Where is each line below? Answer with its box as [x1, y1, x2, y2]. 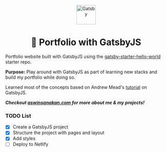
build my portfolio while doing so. [5, 74, 76, 80]
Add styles [12, 136, 36, 142]
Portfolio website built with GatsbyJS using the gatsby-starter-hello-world [5, 53, 161, 59]
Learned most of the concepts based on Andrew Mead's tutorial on [5, 84, 148, 90]
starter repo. [5, 59, 32, 65]
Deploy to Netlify [12, 141, 49, 147]
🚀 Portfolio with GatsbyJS [31, 36, 141, 48]
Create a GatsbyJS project [12, 124, 69, 130]
